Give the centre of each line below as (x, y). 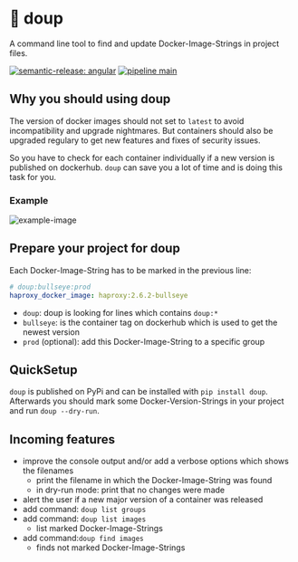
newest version (51, 332)
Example (29, 200)
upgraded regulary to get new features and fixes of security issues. (135, 140)
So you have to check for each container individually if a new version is (142, 157)
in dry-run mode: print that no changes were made (130, 490)
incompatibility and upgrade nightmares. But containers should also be (141, 130)
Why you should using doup (90, 99)
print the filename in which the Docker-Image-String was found (154, 481)
